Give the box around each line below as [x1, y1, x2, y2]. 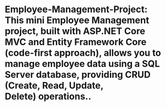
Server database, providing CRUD [5, 69, 151, 80]
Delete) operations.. [5, 91, 91, 102]
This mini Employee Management [5, 14, 149, 26]
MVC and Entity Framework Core [5, 36, 147, 48]
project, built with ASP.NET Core [5, 26, 146, 37]
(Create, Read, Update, [5, 80, 104, 92]
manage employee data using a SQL [5, 58, 160, 70]
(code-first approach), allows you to [5, 47, 161, 59]
